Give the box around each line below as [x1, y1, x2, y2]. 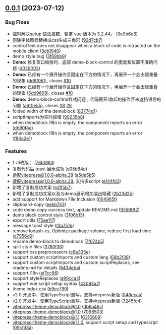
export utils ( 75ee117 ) [12, 217, 56, 223]
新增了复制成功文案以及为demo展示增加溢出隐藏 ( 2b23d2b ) [12, 191, 134, 197]
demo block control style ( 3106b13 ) [12, 212, 85, 218]
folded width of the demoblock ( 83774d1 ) [12, 108, 98, 114]
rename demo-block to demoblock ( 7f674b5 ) [12, 238, 105, 244]
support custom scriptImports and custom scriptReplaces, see [12, 259, 140, 265]
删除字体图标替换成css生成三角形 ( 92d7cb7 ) [12, 37, 103, 43]
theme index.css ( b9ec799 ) [12, 285, 69, 292]
